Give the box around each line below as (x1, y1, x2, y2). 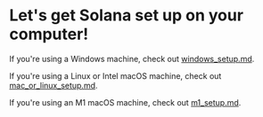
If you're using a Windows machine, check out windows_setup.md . (9, 53, 255, 64)
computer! (9, 24, 89, 44)
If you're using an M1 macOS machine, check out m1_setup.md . (9, 97, 242, 107)
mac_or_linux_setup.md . (9, 80, 98, 90)
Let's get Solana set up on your (9, 5, 243, 26)
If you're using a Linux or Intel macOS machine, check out (9, 70, 222, 81)
